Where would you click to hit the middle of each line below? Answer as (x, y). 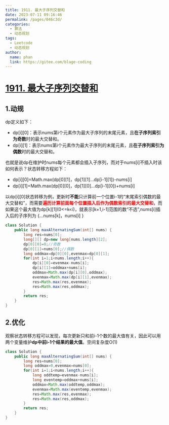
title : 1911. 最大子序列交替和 (35, 10)
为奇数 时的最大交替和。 (37, 139)
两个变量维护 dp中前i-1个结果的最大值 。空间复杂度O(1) (61, 342)
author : (13, 52)
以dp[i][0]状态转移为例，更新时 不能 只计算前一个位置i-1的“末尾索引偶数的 (81, 197)
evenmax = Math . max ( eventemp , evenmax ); (72, 389)
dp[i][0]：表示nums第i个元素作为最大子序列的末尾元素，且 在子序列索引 (87, 133)
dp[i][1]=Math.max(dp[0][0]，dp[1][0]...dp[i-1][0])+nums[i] (74, 186)
